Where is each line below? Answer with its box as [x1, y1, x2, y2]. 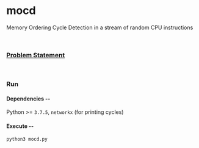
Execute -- [6, 122, 34, 130]
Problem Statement [6, 51, 65, 59]
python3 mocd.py [6, 136, 48, 142]
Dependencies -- [6, 95, 51, 102]
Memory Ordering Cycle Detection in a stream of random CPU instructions [6, 24, 194, 31]
